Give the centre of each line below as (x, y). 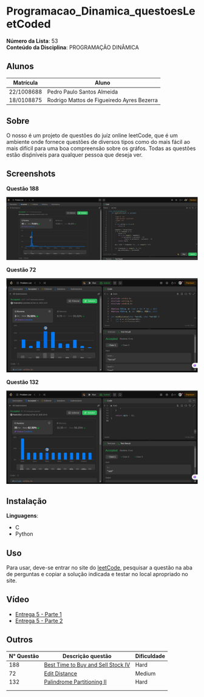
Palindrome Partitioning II (76, 682)
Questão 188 (23, 188)
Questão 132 (22, 382)
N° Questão (24, 656)
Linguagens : (22, 516)
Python (24, 534)
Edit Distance (61, 673)
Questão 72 (21, 270)
